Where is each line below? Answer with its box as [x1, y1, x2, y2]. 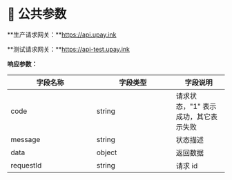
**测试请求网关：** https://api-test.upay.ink [7, 45, 130, 53]
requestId [10, 160, 42, 170]
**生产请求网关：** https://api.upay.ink [7, 30, 117, 39]
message [10, 134, 41, 144]
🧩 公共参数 [7, 6, 67, 22]
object [96, 148, 117, 157]
